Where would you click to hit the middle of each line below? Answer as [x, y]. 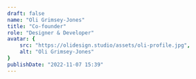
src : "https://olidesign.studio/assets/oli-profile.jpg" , [105, 45]
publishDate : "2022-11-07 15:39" [55, 65]
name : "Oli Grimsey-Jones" [46, 20]
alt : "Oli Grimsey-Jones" [57, 52]
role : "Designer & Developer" [51, 33]
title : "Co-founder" [37, 26]
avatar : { [21, 39]
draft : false [26, 13]
